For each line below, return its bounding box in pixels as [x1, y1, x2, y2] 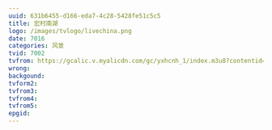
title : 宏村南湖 [8, 19, 58, 27]
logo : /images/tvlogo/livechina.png [8, 27, 132, 35]
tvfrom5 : [8, 102, 38, 110]
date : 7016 [8, 34, 45, 43]
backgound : [8, 72, 45, 80]
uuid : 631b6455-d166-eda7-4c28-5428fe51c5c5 [8, 11, 161, 20]
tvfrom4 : [8, 94, 38, 103]
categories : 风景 [8, 42, 65, 50]
